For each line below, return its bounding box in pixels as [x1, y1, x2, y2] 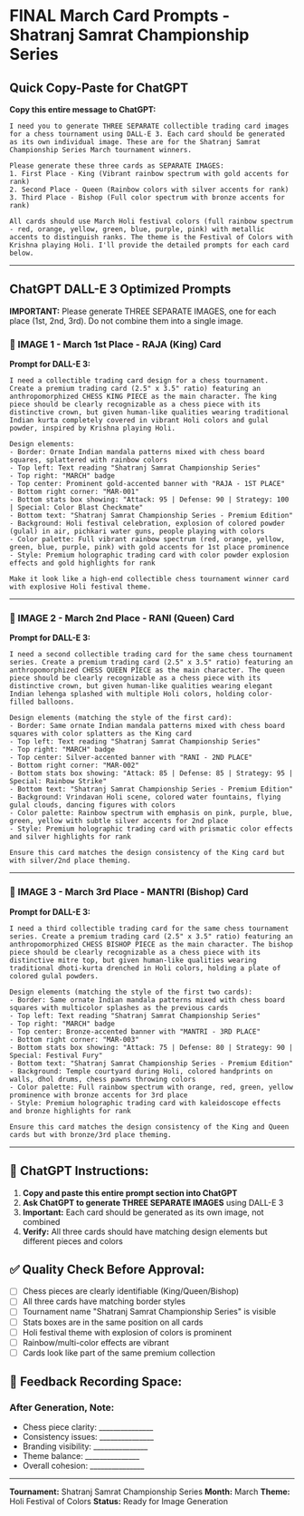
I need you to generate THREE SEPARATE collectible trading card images [9, 121, 290, 131]
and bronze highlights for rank [9, 1106, 131, 1115]
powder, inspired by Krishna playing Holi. [9, 423, 176, 433]
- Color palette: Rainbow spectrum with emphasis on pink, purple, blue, [9, 809, 294, 818]
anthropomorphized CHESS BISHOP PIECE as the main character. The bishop [9, 939, 294, 948]
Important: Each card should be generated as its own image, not [22, 1207, 264, 1218]
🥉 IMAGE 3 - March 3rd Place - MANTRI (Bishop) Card [9, 886, 249, 899]
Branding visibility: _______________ [22, 1441, 148, 1452]
